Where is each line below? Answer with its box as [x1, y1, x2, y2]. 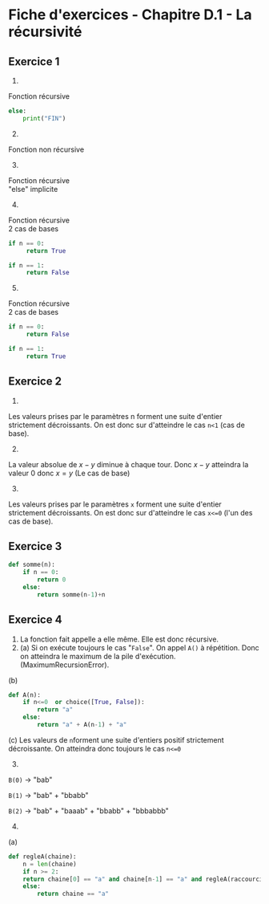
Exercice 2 [8, 375, 62, 389]
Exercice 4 [8, 613, 62, 627]
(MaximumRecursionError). [19, 660, 110, 670]
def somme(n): [8, 560, 56, 569]
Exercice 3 [8, 540, 62, 553]
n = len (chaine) [22, 860, 78, 868]
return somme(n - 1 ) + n [37, 590, 106, 599]
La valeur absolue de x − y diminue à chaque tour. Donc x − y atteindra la [8, 459, 249, 469]
